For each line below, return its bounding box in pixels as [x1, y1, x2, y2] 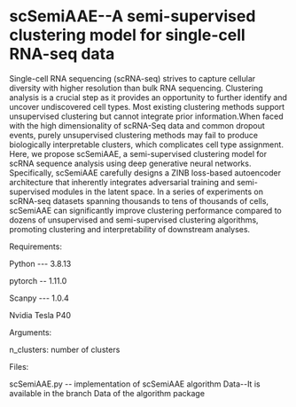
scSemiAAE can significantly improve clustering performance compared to [9, 205, 282, 215]
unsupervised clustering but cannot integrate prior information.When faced [9, 111, 284, 121]
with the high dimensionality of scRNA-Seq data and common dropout [9, 120, 266, 130]
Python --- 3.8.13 [9, 258, 72, 269]
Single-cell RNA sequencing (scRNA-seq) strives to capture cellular [9, 73, 256, 83]
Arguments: [9, 326, 52, 338]
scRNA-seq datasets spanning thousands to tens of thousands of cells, [9, 195, 269, 206]
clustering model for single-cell [9, 25, 245, 45]
